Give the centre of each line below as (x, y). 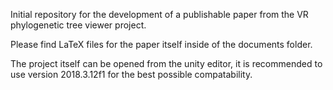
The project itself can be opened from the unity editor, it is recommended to (166, 63)
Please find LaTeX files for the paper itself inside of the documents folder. (161, 44)
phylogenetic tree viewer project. (78, 25)
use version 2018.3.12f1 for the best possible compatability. (131, 74)
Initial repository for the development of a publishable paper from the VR (159, 14)
